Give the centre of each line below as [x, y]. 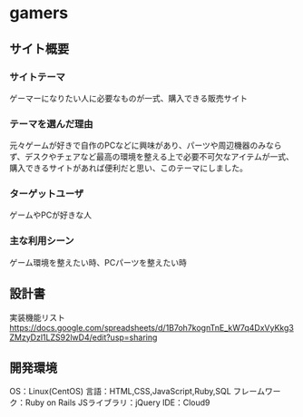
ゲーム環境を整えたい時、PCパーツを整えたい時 [98, 262]
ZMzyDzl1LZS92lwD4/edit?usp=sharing [83, 337]
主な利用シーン [42, 241]
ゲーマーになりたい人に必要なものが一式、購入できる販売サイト [128, 98]
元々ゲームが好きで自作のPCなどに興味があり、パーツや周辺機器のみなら [146, 145]
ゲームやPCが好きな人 [51, 215]
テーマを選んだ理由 [51, 123]
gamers [39, 13]
